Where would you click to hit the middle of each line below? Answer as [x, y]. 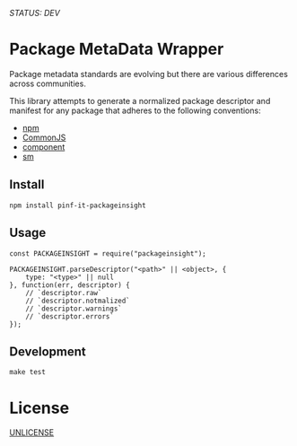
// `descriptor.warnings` [74, 309]
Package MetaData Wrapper [117, 49]
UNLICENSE [32, 433]
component [44, 146]
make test [28, 372]
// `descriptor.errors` [70, 316]
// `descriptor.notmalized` [78, 301]
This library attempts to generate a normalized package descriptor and [140, 101]
